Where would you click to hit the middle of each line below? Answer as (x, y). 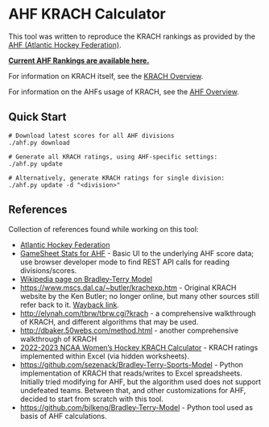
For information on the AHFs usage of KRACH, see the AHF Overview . (124, 91)
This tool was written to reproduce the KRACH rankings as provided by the (132, 36)
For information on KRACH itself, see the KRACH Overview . (106, 76)
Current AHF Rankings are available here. (79, 60)
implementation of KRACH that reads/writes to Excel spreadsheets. (131, 373)
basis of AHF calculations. (63, 416)
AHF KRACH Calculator (87, 14)
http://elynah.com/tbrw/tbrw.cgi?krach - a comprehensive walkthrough (138, 313)
